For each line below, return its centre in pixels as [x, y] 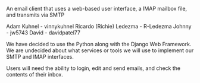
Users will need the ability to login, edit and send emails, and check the [93, 68]
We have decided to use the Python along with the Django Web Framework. [99, 44]
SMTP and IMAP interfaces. [40, 57]
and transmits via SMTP [35, 15]
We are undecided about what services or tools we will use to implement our [100, 50]
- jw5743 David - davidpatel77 [43, 33]
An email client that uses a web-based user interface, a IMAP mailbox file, [97, 9]
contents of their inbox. [35, 74]
